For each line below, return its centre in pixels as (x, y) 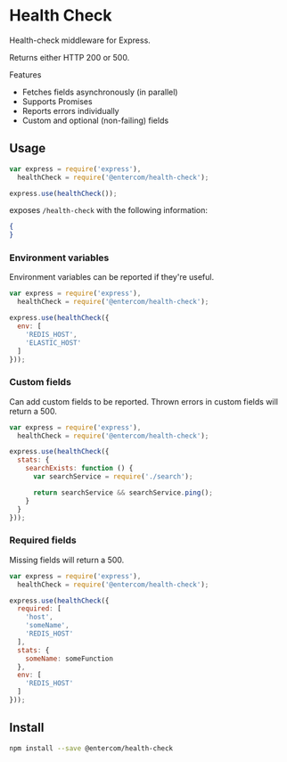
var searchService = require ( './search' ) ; (113, 477)
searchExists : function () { (79, 469)
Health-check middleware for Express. (80, 40)
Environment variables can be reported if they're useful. (112, 277)
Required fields (43, 540)
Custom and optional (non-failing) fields (95, 120)
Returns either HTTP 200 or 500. (70, 57)
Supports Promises (57, 101)
